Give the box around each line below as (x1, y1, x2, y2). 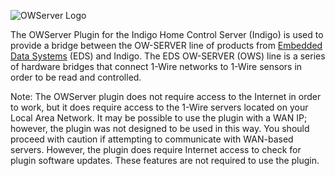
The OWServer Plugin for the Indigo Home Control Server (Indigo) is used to (10, 29, 324, 40)
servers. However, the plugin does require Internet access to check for (10, 144, 302, 155)
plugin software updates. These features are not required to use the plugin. (10, 155, 320, 166)
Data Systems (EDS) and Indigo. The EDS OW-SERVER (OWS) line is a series (10, 50, 326, 62)
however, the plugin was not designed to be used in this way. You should (10, 123, 310, 134)
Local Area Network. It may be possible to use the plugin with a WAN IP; (10, 112, 308, 124)
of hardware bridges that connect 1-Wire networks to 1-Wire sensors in (10, 61, 303, 72)
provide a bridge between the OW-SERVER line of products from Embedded (10, 40, 323, 51)
